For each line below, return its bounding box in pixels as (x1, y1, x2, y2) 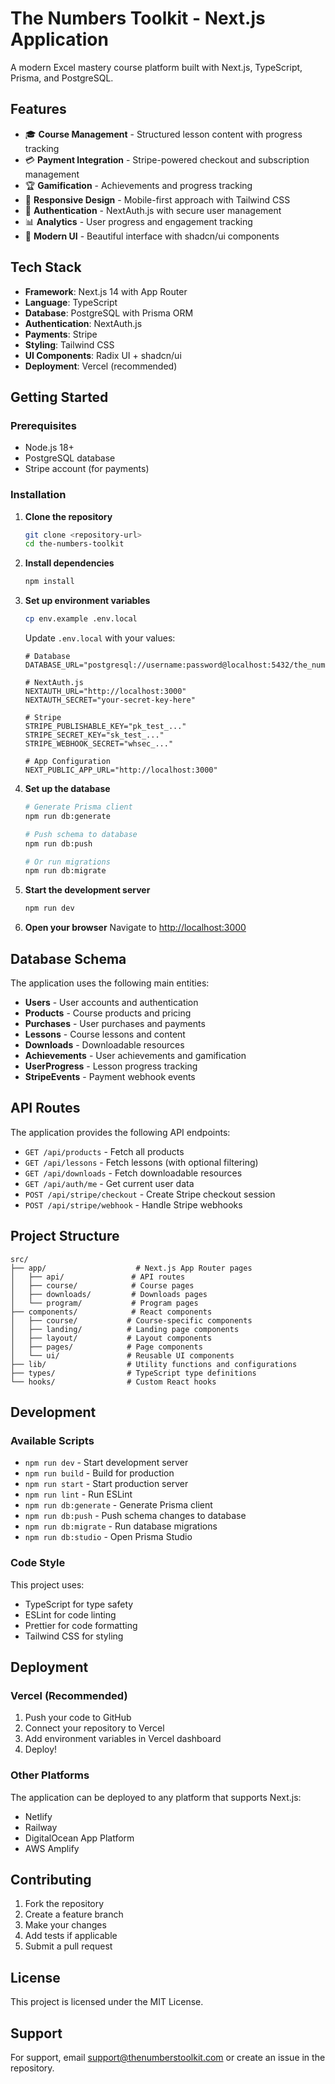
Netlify (24, 1810, 53, 1822)
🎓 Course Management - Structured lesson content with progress (24, 128, 303, 140)
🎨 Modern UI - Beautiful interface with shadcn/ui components (24, 230, 280, 242)
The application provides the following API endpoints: (10, 1126, 231, 1138)
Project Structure (10, 1228, 120, 1245)
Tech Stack (10, 259, 82, 276)
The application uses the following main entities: (10, 977, 210, 989)
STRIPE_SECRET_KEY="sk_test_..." (24, 730, 165, 741)
